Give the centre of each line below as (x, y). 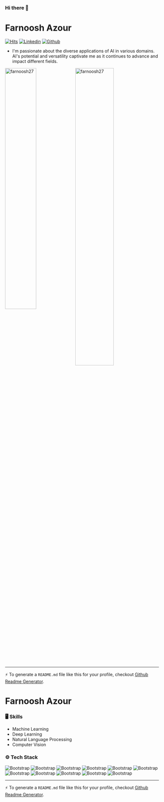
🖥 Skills (14, 717)
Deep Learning (27, 734)
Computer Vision (29, 745)
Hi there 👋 (17, 8)
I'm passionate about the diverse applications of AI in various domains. (83, 51)
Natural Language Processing (42, 740)
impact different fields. (35, 61)
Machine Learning (30, 729)
